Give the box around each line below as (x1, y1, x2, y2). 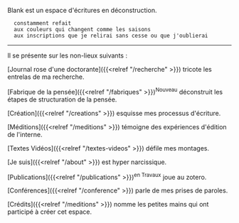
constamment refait (14, 20, 72, 27)
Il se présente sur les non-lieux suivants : (7, 51, 128, 60)
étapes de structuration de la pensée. (7, 95, 117, 104)
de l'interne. (7, 130, 43, 138)
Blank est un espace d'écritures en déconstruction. (7, 6, 157, 14)
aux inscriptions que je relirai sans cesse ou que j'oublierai (14, 32, 208, 39)
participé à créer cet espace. (7, 207, 92, 216)
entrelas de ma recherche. (7, 72, 85, 81)
